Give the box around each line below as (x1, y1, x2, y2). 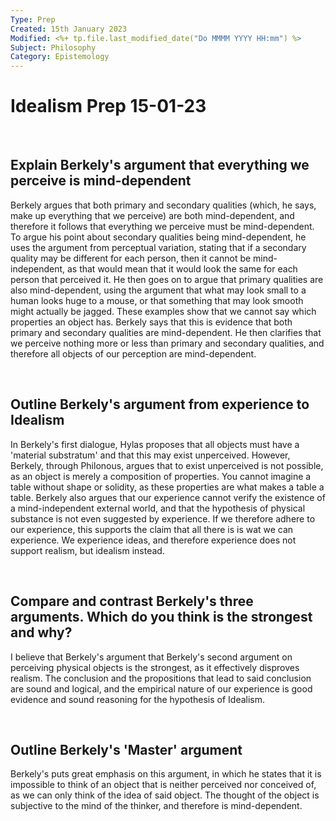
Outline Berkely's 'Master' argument (10, 741, 243, 758)
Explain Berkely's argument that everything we (10, 157, 310, 174)
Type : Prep (10, 14, 56, 25)
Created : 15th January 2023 (10, 24, 128, 34)
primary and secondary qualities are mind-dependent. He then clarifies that (10, 326, 322, 338)
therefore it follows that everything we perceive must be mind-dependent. (10, 220, 315, 232)
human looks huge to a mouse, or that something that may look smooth (10, 294, 304, 306)
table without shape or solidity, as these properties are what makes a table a (10, 481, 325, 493)
